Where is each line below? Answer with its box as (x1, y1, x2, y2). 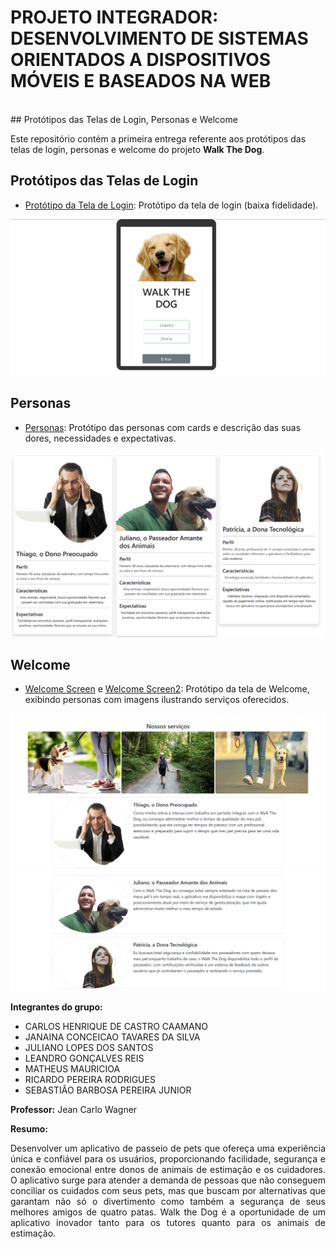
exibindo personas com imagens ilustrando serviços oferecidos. (24, 694, 290, 706)
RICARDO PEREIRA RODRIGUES (24, 1073, 156, 1085)
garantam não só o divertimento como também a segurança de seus (10, 1195, 326, 1207)
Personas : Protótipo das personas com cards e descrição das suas (24, 421, 302, 433)
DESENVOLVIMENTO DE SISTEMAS (10, 27, 309, 50)
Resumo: (10, 1122, 48, 1135)
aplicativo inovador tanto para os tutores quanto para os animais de (10, 1216, 326, 1228)
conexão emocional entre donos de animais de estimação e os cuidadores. (10, 1163, 326, 1175)
